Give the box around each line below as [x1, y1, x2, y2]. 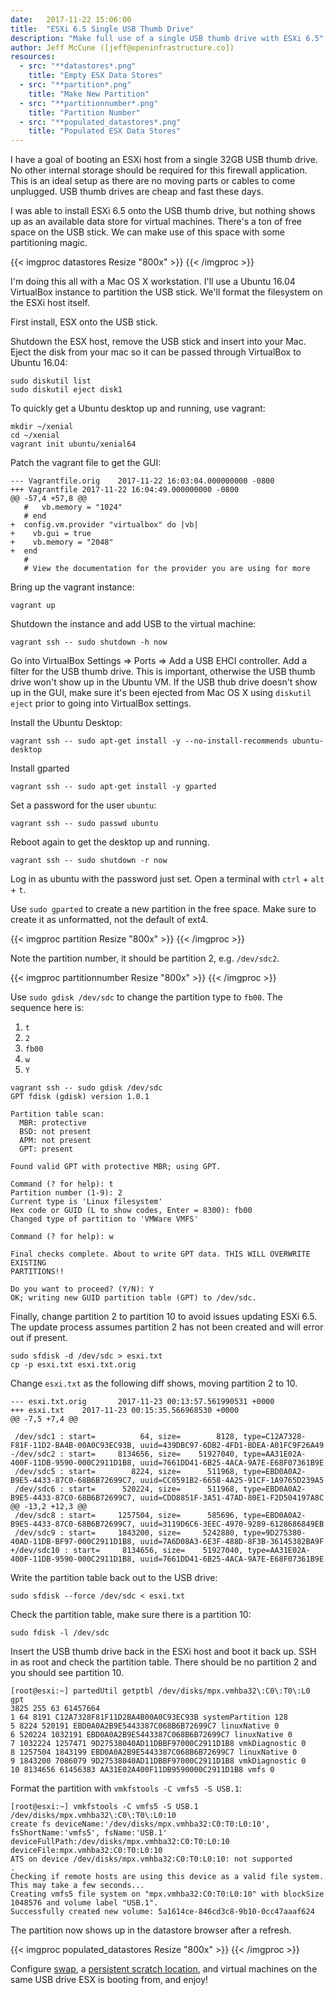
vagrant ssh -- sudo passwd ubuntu [10, 819, 159, 829]
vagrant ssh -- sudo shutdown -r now [10, 856, 168, 866]
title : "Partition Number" [28, 107, 141, 118]
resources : [10, 52, 56, 62]
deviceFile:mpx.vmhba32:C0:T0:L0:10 [10, 1846, 163, 1856]
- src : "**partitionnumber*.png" [19, 98, 159, 108]
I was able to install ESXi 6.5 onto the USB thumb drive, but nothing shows [10, 205, 316, 217]
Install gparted [10, 762, 70, 775]
